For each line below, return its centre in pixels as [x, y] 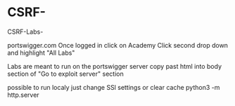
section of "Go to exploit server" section [66, 74]
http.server [24, 95]
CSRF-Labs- [25, 32]
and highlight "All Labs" [41, 53]
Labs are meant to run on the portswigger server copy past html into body [115, 66]
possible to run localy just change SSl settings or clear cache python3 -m [114, 87]
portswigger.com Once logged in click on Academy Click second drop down [118, 45]
